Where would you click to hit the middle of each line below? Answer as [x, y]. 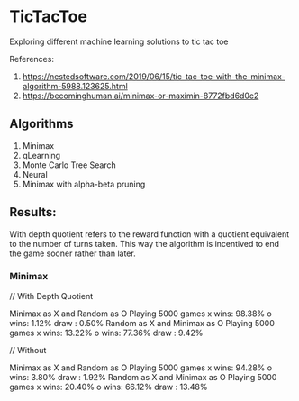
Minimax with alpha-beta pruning [84, 184]
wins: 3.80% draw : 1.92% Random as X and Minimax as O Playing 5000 [143, 377]
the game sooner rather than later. [73, 253]
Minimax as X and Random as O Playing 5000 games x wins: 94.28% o [141, 368]
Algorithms [41, 124]
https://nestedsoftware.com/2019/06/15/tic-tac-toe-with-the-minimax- [154, 76]
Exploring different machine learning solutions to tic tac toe [119, 41]
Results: [33, 212]
